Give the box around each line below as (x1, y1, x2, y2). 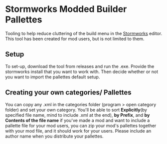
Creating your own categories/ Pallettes (5, 88, 132, 97)
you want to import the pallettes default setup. (5, 73, 100, 80)
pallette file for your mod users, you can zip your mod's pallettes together (5, 123, 157, 129)
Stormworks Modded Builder (5, 3, 127, 15)
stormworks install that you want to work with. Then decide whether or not (5, 69, 159, 74)
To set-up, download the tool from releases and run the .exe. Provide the (5, 63, 155, 69)
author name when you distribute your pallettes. (5, 133, 104, 139)
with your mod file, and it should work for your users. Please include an (5, 128, 152, 134)
